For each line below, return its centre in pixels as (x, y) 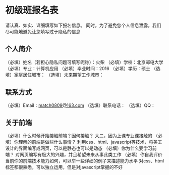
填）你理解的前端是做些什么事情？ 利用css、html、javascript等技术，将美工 (84, 142)
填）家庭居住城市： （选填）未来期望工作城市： (54, 75)
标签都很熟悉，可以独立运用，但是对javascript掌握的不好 (64, 167)
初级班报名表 (32, 10)
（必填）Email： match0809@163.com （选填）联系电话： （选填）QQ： (80, 105)
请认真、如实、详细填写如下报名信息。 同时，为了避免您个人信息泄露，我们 (83, 25)
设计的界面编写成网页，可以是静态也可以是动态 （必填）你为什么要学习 (79, 148)
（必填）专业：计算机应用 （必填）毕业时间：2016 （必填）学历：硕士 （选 (83, 68)
